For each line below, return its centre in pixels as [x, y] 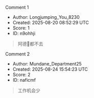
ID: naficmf [24, 80]
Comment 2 [18, 54]
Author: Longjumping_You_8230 [46, 17]
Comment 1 [17, 7]
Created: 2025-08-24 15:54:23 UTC [50, 69]
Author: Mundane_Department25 [47, 64]
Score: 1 [21, 28]
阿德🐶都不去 [30, 44]
